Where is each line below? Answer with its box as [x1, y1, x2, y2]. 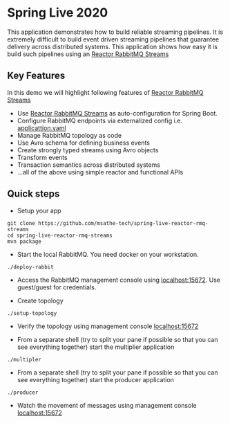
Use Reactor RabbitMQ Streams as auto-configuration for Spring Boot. [17, 109, 218, 117]
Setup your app [17, 206, 61, 215]
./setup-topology [7, 309, 57, 316]
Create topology [17, 296, 64, 305]
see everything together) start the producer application [17, 375, 175, 384]
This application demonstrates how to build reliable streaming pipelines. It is [7, 28, 223, 36]
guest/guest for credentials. [17, 282, 97, 291]
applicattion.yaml [17, 123, 67, 132]
